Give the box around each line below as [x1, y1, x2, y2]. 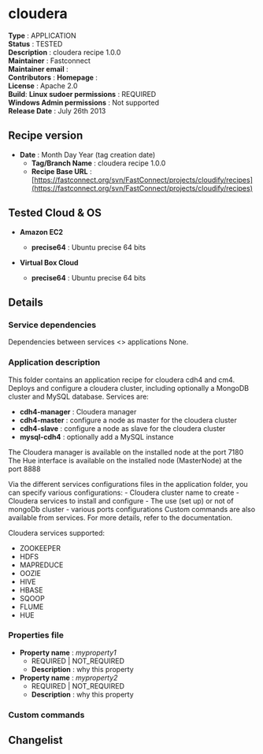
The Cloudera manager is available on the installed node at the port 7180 [8, 447, 244, 457]
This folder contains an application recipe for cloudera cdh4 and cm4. [8, 375, 235, 384]
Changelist [8, 734, 63, 747]
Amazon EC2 [19, 227, 64, 236]
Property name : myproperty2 [19, 673, 118, 682]
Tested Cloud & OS [8, 206, 102, 220]
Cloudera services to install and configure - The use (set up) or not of [8, 496, 234, 505]
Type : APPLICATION [8, 31, 76, 40]
